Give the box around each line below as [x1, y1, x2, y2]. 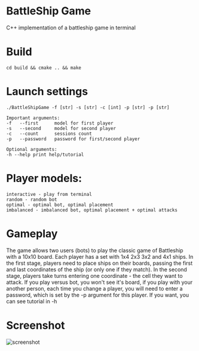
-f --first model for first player [6, 120, 114, 126]
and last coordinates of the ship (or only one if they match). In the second [6, 265, 187, 273]
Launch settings [6, 85, 88, 98]
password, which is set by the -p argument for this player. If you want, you [6, 291, 189, 298]
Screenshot [6, 319, 65, 332]
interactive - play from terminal [6, 191, 93, 197]
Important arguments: [6, 115, 60, 121]
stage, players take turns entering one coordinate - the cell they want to [6, 272, 183, 279]
